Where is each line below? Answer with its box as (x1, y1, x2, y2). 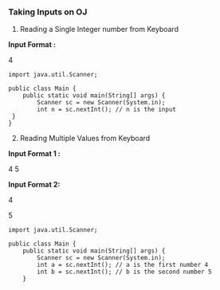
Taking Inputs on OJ (8, 6, 88, 18)
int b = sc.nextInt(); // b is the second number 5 (37, 268, 213, 276)
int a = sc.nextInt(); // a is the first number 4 (37, 261, 209, 269)
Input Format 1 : (8, 149, 61, 159)
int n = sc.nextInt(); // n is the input (37, 106, 177, 114)
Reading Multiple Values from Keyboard (19, 134, 151, 143)
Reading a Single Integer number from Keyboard (19, 25, 179, 34)
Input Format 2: (8, 180, 61, 190)
